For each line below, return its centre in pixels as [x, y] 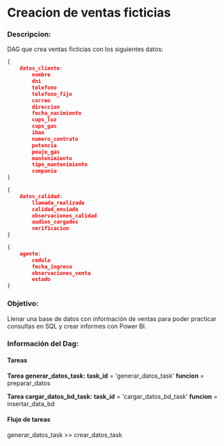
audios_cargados [55, 222]
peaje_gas [46, 152]
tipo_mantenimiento [60, 165]
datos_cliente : [41, 68]
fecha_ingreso [52, 266]
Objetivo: [23, 304]
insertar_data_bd [31, 404]
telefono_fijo [52, 94]
